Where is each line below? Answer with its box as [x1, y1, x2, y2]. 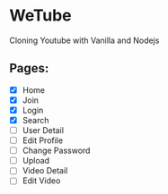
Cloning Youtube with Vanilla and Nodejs [9, 35, 160, 46]
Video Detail [22, 165, 68, 176]
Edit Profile [22, 135, 64, 146]
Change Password [22, 145, 91, 156]
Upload [22, 156, 50, 166]
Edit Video [22, 175, 61, 186]
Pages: [9, 61, 49, 76]
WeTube [9, 5, 72, 26]
